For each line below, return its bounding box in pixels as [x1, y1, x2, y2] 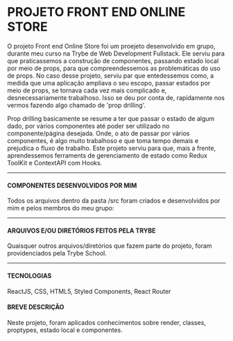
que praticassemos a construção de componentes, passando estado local [7, 56, 219, 65]
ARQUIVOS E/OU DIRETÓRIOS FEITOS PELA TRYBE [7, 226, 156, 235]
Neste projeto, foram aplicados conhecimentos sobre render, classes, [7, 318, 207, 326]
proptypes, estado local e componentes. [7, 326, 123, 334]
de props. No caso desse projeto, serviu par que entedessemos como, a [7, 71, 214, 80]
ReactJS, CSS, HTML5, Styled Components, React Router [7, 287, 171, 295]
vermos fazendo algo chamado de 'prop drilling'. [7, 101, 146, 109]
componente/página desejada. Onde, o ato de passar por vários [7, 129, 190, 138]
